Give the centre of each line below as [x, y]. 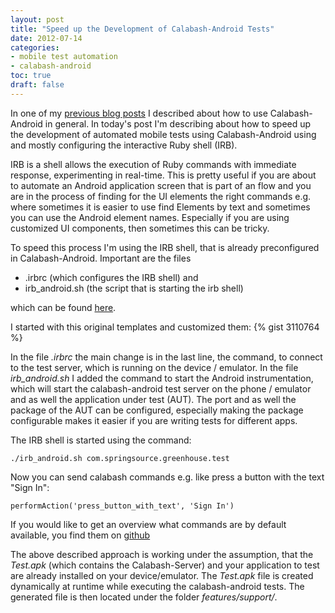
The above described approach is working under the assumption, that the [162, 554]
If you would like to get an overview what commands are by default [148, 524]
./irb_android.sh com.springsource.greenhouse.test [120, 458]
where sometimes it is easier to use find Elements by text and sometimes [160, 207]
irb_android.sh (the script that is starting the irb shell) [134, 288]
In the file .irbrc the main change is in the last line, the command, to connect [166, 357]
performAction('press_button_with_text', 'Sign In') [122, 506]
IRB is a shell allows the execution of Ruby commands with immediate [153, 164]
